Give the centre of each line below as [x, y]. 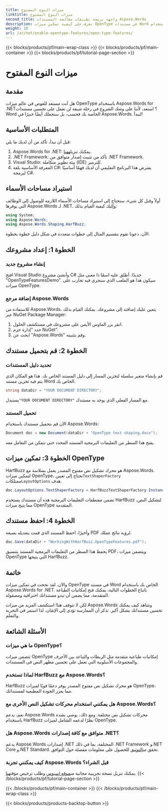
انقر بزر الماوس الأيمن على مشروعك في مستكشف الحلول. [68, 324]
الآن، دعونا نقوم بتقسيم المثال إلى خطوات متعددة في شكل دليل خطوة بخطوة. [78, 234]
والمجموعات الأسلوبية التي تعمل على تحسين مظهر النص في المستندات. [72, 662]
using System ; [20, 215]
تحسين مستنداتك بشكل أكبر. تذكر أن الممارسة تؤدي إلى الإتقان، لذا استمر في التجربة [84, 610]
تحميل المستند [21, 413]
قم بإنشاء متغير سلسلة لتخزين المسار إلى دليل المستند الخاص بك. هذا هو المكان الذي [84, 375]
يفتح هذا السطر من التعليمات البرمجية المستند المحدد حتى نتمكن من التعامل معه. [80, 442]
